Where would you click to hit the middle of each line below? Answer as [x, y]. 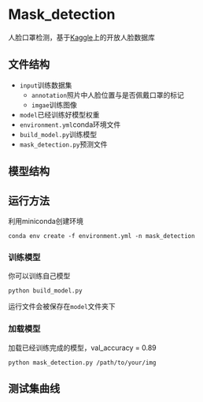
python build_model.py [45, 291]
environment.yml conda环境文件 [70, 125]
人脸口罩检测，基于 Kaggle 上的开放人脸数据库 [81, 37]
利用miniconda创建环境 [46, 221]
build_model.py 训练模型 [58, 134]
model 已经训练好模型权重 [59, 114]
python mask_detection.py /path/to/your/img [82, 363]
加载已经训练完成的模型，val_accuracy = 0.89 [82, 348]
